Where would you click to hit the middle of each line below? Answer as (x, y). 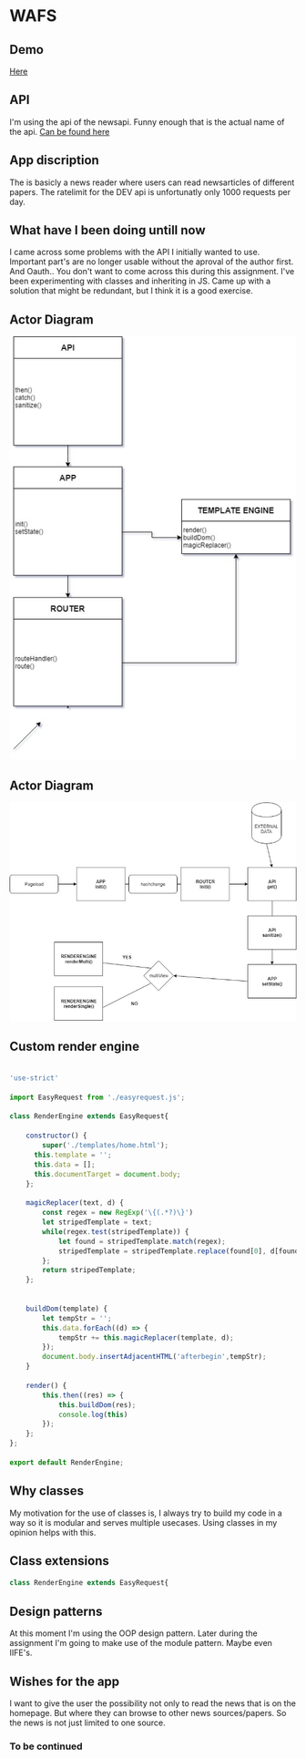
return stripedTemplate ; (89, 1270)
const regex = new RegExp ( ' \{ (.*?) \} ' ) (118, 1213)
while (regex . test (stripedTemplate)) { (116, 1231)
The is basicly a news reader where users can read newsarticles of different (152, 182)
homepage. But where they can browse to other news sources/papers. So (148, 1713)
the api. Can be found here (60, 131)
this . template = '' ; (72, 1155)
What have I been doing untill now (108, 230)
